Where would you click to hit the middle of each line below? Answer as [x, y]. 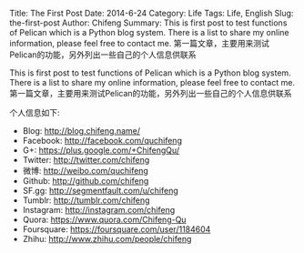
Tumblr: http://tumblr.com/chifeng [86, 200]
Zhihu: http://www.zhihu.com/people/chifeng [107, 239]
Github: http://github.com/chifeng [86, 181]
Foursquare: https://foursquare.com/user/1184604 [117, 229]
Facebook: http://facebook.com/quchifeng [102, 141]
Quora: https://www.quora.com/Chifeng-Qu [104, 219]
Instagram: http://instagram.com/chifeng [99, 210]
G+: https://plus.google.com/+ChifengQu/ [101, 150]
